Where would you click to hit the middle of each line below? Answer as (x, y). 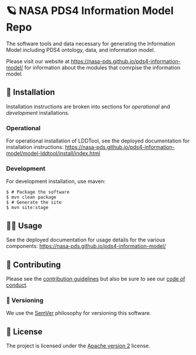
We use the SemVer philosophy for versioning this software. (79, 313)
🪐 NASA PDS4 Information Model (90, 11)
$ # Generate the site (34, 203)
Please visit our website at (38, 61)
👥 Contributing (34, 265)
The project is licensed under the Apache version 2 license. (78, 346)
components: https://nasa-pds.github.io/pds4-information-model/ (86, 246)
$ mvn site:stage (27, 208)
